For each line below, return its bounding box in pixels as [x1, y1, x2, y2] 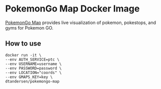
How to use [5, 39, 41, 48]
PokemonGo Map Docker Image [5, 3, 140, 14]
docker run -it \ [5, 52, 42, 57]
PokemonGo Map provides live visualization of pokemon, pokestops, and [5, 19, 156, 25]
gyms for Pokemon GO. [5, 24, 54, 30]
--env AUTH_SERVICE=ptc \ [5, 57, 59, 62]
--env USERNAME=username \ [5, 61, 62, 66]
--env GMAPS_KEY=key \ [5, 74, 53, 79]
